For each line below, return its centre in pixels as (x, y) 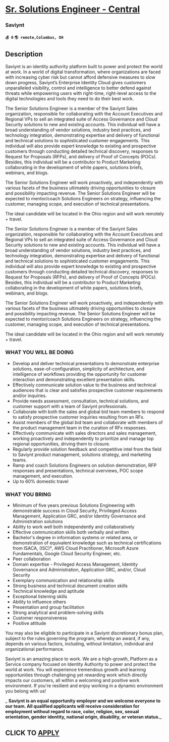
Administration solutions (38, 522)
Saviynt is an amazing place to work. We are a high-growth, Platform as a (81, 659)
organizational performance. (35, 649)
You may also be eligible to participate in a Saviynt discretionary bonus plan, (84, 633)
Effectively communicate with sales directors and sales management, (84, 433)
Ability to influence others (39, 602)
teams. (20, 460)
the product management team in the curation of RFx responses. (80, 428)
